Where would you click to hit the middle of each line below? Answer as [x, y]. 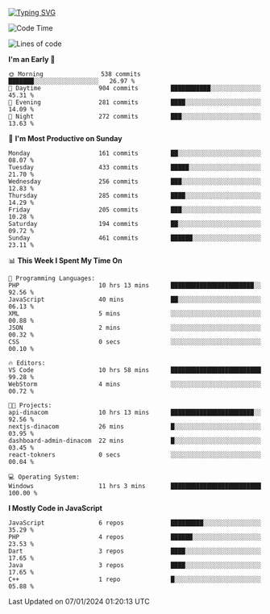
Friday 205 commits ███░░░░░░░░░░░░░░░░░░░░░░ [135, 210]
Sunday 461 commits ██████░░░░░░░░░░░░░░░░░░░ [135, 238]
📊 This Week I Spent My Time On [65, 261]
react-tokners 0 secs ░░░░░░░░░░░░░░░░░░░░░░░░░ [135, 455]
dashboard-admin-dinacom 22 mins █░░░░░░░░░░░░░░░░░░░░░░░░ [135, 441]
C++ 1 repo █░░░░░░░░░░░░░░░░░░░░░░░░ [135, 579]
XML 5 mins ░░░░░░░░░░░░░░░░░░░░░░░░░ [135, 314]
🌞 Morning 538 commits [75, 74]
